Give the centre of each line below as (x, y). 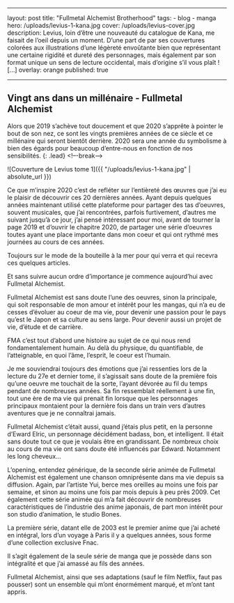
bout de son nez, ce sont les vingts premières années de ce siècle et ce (110, 133)
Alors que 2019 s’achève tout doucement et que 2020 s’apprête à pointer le (115, 125)
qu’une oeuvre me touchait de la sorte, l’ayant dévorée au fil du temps (107, 383)
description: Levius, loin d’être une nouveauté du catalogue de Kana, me (111, 33)
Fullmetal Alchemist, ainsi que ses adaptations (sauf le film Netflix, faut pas (115, 577)
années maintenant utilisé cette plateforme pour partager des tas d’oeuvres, (116, 205)
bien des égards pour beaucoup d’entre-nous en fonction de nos (100, 148)
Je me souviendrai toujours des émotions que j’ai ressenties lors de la (107, 368)
